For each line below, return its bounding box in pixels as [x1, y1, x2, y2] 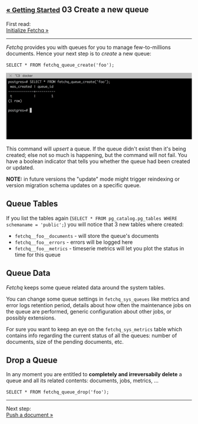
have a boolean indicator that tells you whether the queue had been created [6, 158, 190, 165]
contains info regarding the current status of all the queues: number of [6, 332, 177, 339]
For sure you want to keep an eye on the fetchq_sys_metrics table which [6, 325, 183, 332]
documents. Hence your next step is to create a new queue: [6, 50, 151, 57]
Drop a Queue [6, 355, 58, 365]
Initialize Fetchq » [6, 27, 49, 34]
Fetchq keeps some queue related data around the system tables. [6, 283, 166, 291]
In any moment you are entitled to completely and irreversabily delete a [6, 371, 183, 378]
